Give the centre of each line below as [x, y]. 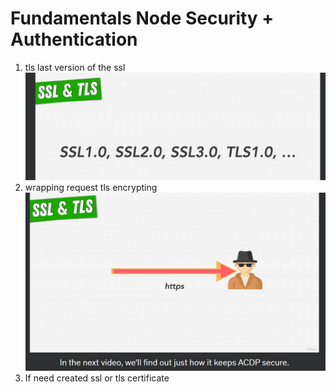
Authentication [74, 39]
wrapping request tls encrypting [91, 188]
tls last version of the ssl [75, 67]
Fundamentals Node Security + [142, 18]
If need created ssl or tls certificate [97, 378]
